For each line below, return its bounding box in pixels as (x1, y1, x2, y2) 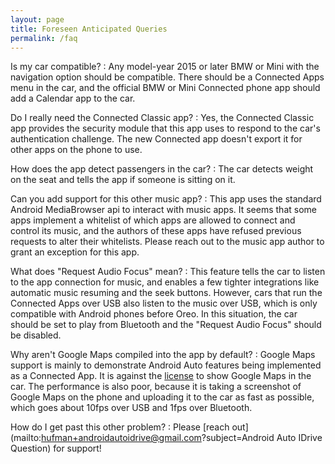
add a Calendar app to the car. (10, 92, 136, 105)
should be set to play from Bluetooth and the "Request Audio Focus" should (10, 319, 322, 331)
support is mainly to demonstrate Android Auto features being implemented (10, 359, 322, 371)
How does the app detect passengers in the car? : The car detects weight (10, 163, 314, 175)
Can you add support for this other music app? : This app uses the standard (10, 193, 322, 205)
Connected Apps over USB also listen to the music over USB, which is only (10, 297, 318, 310)
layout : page (10, 14, 65, 25)
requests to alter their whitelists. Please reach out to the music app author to (10, 236, 325, 248)
